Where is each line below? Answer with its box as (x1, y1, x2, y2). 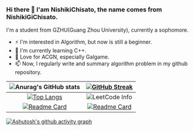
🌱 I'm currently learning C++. (14, 47, 87, 54)
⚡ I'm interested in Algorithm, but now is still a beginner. (14, 38, 152, 45)
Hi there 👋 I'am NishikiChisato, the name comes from (6, 5, 162, 14)
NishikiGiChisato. (6, 13, 58, 21)
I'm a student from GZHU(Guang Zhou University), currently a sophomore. (6, 26, 189, 33)
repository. (14, 69, 42, 76)
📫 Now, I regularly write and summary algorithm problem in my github (14, 60, 188, 68)
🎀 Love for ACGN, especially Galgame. (14, 53, 110, 60)
